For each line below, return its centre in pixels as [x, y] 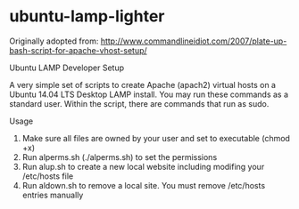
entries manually [53, 195]
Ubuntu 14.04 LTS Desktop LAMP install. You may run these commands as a [149, 94]
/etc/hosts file [48, 176]
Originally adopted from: [54, 41]
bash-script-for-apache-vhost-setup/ [78, 50]
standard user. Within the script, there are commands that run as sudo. [139, 103]
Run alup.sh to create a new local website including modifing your [143, 166]
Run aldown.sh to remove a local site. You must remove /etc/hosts [144, 185]
